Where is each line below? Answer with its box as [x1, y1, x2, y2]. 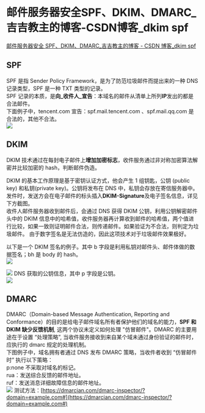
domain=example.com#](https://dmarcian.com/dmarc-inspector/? [6, 394, 172, 401]
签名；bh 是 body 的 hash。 [11, 250, 81, 258]
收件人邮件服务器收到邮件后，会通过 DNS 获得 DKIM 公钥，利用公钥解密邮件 [6, 207, 198, 214]
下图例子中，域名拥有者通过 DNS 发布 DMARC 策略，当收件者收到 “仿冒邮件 [6, 348, 197, 356]
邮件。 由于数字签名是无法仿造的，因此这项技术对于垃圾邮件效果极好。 [11, 230, 190, 238]
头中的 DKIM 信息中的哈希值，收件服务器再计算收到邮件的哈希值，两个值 [6, 214, 189, 222]
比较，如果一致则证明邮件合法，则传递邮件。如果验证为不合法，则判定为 [11, 222, 193, 230]
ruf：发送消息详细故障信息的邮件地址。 [6, 379, 105, 387]
